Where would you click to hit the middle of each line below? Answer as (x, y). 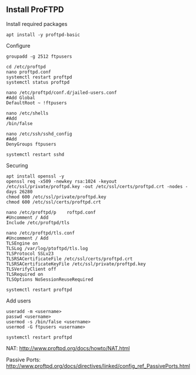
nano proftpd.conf (29, 72)
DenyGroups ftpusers (31, 144)
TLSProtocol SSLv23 (30, 254)
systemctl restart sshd (35, 154)
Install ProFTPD (35, 10)
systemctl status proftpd (38, 82)
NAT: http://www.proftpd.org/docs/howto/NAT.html (68, 348)
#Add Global (21, 98)
